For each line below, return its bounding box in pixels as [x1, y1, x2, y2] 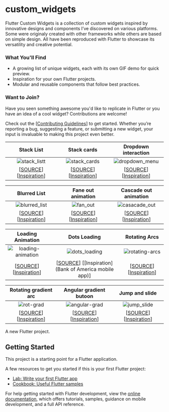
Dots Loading [68, 233, 101, 240]
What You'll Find [5, 54, 46, 61]
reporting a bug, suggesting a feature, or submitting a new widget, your [5, 125, 153, 131]
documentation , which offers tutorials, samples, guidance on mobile [5, 396, 146, 402]
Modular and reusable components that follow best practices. [12, 81, 140, 87]
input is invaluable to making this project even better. [5, 131, 115, 137]
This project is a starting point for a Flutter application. [5, 356, 118, 362]
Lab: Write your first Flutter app [12, 375, 78, 382]
